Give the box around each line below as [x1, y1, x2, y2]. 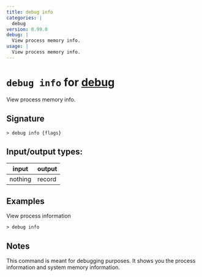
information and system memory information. [6, 263, 121, 271]
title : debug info [6, 9, 53, 15]
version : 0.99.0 [6, 26, 48, 33]
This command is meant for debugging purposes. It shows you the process [6, 257, 196, 264]
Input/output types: [6, 146, 83, 157]
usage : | [6, 44, 29, 50]
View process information [6, 213, 72, 220]
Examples [6, 196, 45, 206]
